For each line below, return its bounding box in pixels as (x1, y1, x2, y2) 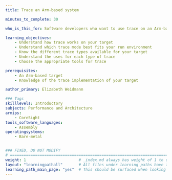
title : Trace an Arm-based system (5, 7, 79, 13)
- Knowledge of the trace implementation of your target (14, 78, 139, 83)
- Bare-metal (14, 134, 42, 140)
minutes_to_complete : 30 (5, 16, 58, 22)
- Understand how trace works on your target (14, 40, 114, 45)
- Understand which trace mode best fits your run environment (14, 44, 153, 50)
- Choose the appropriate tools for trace (14, 59, 106, 64)
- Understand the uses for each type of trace (14, 54, 116, 59)
